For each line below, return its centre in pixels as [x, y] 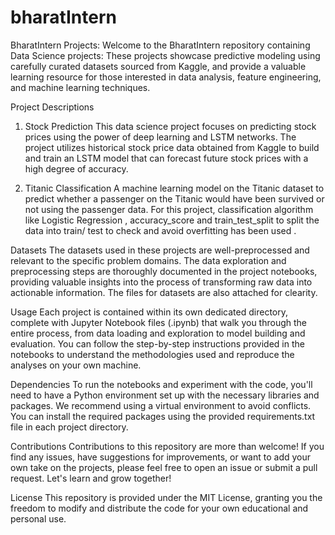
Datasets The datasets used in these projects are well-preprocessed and [160, 250]
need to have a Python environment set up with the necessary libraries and [165, 395]
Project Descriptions [52, 107]
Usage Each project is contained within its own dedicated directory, [149, 312]
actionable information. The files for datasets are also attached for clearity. [164, 292]
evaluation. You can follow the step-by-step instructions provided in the [157, 343]
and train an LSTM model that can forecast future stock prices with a [166, 158]
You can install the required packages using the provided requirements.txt [163, 416]
